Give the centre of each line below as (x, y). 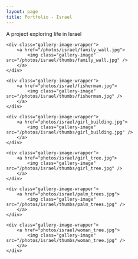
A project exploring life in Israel (44, 34)
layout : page (22, 11)
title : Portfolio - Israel (39, 17)
